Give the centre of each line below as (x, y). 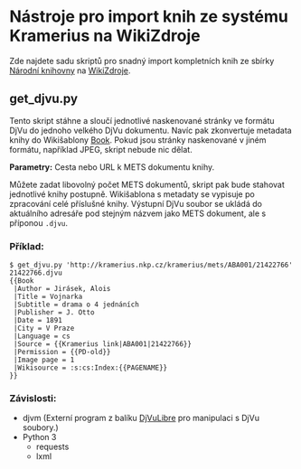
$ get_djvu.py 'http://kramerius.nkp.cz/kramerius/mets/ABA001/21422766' (151, 265)
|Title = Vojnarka (48, 297)
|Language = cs (42, 336)
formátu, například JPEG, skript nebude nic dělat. (101, 149)
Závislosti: (33, 398)
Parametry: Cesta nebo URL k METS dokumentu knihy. (112, 167)
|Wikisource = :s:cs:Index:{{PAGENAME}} (90, 368)
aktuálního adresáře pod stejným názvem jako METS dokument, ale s (138, 213)
